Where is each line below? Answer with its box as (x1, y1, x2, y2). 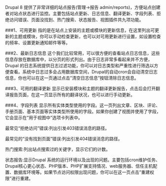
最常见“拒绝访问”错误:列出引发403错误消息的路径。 (5, 125, 110, 131)
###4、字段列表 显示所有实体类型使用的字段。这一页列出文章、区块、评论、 (5, 102, 161, 108)
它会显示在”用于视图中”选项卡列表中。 (5, 115, 83, 121)
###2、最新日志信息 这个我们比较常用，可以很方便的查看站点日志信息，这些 (5, 50, 161, 56)
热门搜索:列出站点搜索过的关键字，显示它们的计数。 (5, 146, 111, 152)
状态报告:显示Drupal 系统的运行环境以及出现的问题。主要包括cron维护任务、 (5, 157, 161, 163)
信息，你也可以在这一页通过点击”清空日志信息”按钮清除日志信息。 (5, 75, 139, 81)
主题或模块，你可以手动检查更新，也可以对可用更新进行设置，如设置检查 (13, 34, 161, 39)
